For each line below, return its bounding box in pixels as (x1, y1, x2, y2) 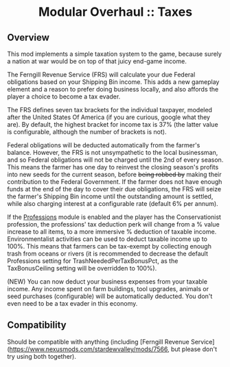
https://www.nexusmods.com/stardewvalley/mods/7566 (9, 345, 168, 353)
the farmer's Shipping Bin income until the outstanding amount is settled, (7, 192, 214, 200)
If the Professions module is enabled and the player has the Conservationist (7, 213, 222, 221)
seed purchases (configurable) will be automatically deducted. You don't (7, 292, 213, 300)
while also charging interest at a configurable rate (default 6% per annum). (7, 200, 218, 207)
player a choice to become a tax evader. (7, 92, 121, 101)
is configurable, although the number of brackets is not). (7, 128, 167, 136)
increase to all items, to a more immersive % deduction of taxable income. (7, 228, 217, 235)
